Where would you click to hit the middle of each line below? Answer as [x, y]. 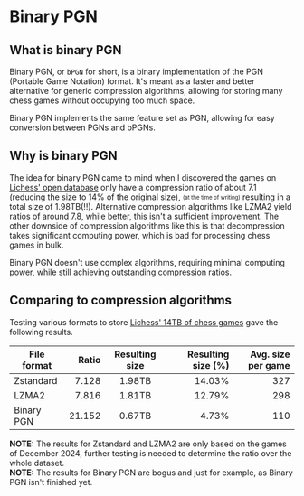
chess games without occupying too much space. [102, 100]
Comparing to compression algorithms [121, 300]
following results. [42, 332]
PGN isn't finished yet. [51, 482]
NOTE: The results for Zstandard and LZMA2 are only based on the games [148, 444]
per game [269, 365]
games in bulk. [37, 245]
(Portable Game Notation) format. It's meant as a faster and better [132, 81]
